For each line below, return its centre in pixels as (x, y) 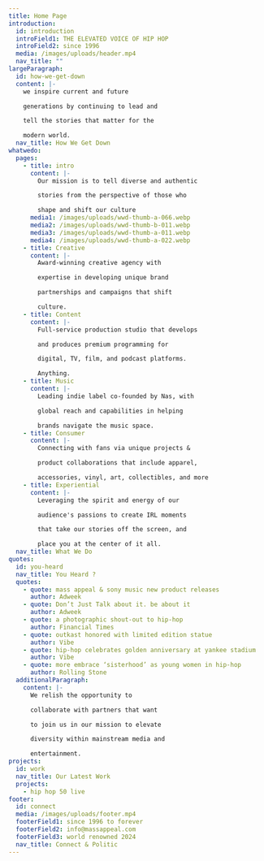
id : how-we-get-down (50, 76)
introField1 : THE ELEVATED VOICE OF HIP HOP (92, 39)
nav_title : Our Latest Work (63, 777)
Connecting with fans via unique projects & (114, 448)
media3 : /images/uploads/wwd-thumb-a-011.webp (110, 232)
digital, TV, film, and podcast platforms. (112, 359)
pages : (27, 158)
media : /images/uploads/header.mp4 (76, 54)
